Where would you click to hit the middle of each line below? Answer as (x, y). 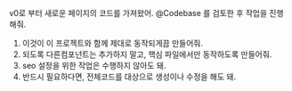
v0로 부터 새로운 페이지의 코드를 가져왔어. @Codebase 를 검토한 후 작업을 (138, 13)
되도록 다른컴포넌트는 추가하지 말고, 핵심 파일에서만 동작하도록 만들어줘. (147, 54)
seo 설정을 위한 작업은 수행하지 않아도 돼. (94, 66)
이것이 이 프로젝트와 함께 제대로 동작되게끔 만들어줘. (112, 43)
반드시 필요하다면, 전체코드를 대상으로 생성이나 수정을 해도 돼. (129, 77)
